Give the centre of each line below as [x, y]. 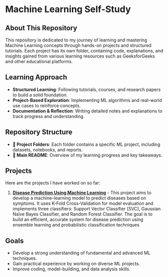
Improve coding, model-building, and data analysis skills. [71, 269]
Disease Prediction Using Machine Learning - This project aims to [82, 193]
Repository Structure [39, 132]
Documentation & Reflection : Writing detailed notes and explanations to [87, 111]
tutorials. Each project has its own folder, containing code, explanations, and [84, 51]
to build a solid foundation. [40, 95]
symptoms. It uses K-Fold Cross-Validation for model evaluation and [83, 203]
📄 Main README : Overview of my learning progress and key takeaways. [87, 155]
